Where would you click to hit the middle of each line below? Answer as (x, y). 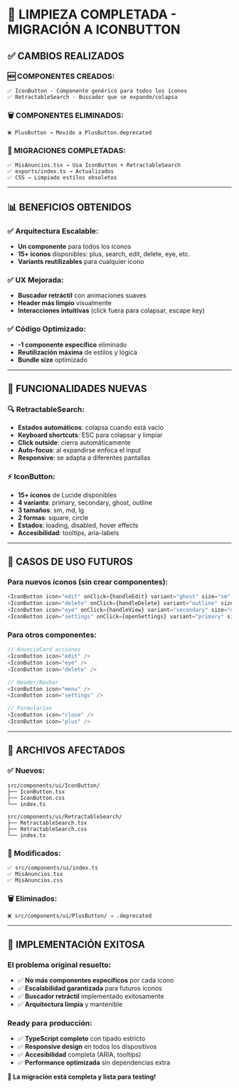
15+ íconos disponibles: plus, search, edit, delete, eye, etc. (104, 254)
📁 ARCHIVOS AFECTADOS (67, 750)
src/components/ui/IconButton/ (54, 786)
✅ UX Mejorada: (36, 280)
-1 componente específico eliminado (72, 344)
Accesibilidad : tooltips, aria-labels (68, 532)
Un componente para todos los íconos (74, 247)
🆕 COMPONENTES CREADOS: (61, 76)
